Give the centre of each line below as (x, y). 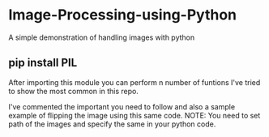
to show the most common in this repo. (74, 91)
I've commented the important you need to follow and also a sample (122, 106)
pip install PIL (43, 63)
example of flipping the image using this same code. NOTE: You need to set (134, 115)
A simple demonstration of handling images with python (102, 37)
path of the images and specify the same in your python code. (112, 124)
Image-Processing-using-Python (123, 15)
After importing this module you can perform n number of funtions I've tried (134, 82)
